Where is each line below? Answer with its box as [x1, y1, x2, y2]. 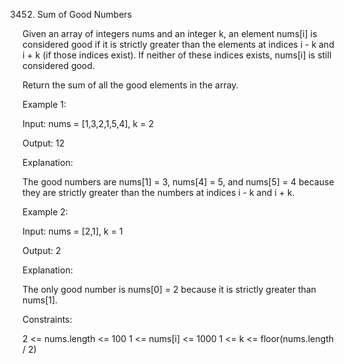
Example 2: [22, 206, 69, 218]
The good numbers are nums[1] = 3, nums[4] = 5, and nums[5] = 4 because [22, 176, 335, 188]
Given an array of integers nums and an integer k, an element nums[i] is [22, 28, 318, 39]
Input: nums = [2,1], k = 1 [22, 225, 124, 237]
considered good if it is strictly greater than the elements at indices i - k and [22, 39, 335, 50]
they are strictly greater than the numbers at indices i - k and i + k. [22, 187, 295, 198]
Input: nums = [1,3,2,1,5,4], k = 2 [22, 118, 154, 129]
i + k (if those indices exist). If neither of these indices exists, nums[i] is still [22, 49, 332, 61]
